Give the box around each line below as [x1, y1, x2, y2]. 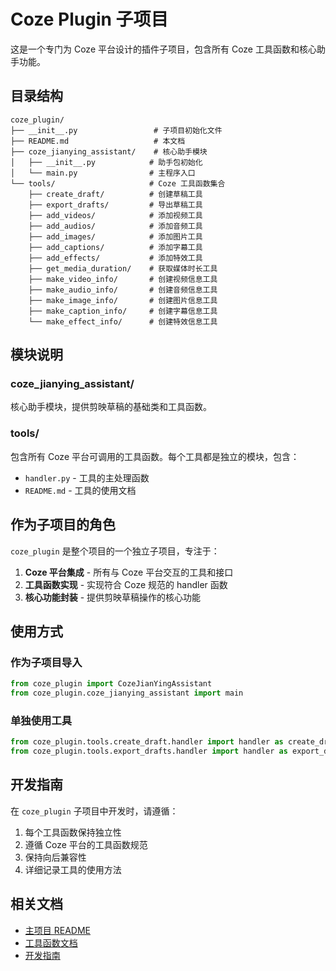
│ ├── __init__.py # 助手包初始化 [10, 157, 203, 167]
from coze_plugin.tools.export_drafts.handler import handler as [10, 746, 288, 757]
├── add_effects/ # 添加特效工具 [28, 253, 203, 263]
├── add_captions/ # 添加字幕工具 [28, 242, 203, 252]
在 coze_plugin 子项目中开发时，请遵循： [10, 805, 179, 817]
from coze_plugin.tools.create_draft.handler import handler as [10, 737, 284, 747]
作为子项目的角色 [10, 516, 116, 534]
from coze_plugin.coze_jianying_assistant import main [10, 688, 244, 699]
